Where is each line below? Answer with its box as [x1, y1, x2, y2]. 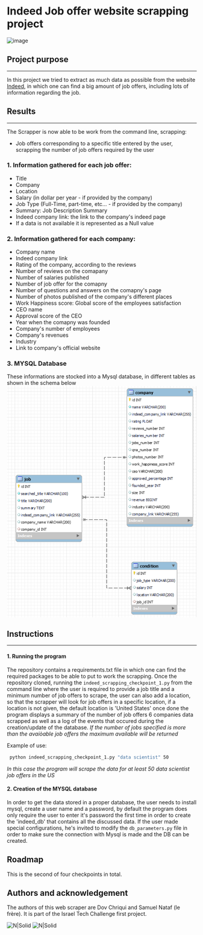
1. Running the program [7, 652, 67, 660]
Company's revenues [15, 331, 69, 339]
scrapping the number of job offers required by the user [15, 146, 155, 153]
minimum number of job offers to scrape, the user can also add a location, [7, 692, 191, 699]
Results [7, 107, 36, 117]
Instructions [7, 629, 54, 639]
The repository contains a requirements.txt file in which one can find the [7, 666, 186, 673]
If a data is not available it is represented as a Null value [15, 219, 154, 227]
